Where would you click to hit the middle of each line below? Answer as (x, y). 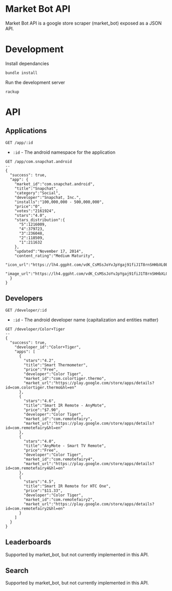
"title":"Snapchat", (36, 188)
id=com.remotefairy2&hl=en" (35, 508)
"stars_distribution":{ (40, 220)
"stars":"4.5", (40, 482)
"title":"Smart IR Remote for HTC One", (67, 486)
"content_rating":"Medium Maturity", (55, 256)
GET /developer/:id (26, 310)
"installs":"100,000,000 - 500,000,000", (59, 202)
